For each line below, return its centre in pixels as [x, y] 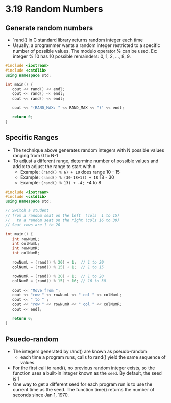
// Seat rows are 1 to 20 [33, 225]
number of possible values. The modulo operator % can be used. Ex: [85, 51]
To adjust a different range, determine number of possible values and [86, 161]
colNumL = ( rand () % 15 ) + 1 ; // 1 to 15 [58, 267]
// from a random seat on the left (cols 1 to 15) [63, 216]
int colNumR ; [26, 253]
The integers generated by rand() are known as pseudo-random [80, 351]
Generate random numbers [49, 28]
